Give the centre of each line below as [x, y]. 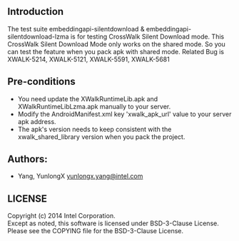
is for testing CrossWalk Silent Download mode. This [147, 36]
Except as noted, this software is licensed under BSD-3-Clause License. [113, 223]
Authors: [27, 159]
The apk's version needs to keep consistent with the [95, 129]
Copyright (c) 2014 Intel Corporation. [61, 216]
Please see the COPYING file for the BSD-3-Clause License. [96, 231]
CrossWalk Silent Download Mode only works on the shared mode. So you [117, 44]
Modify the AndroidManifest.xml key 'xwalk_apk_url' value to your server [124, 114]
